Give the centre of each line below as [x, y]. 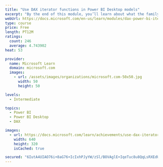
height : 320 [26, 144]
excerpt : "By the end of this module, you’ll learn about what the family [82, 14]
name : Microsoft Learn [32, 64]
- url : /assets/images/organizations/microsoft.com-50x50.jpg [78, 77]
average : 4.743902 [28, 46]
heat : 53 [14, 50]
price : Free [17, 28]
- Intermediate [25, 99]
